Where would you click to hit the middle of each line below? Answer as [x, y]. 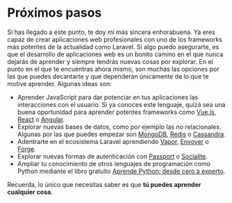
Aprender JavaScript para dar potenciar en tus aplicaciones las [108, 97]
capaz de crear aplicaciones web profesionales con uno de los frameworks [115, 39]
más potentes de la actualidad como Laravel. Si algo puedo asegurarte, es [113, 47]
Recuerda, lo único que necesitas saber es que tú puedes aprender [104, 184]
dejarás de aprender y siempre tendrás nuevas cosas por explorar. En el [110, 61]
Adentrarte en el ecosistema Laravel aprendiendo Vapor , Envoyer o [113, 141]
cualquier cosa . [30, 192]
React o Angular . [41, 119]
